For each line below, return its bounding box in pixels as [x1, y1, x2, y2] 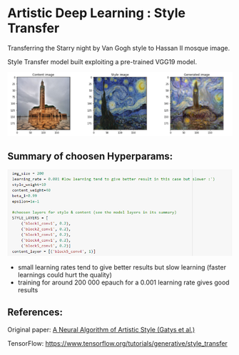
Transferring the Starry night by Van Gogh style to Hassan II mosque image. [7, 43, 230, 52]
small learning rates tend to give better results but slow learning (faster [17, 263, 227, 272]
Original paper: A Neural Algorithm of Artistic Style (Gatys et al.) [7, 325, 195, 334]
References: [7, 307, 63, 319]
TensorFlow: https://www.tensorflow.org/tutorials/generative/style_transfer [7, 339, 228, 347]
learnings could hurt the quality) [17, 271, 113, 279]
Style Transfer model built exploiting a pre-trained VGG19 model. [7, 57, 198, 66]
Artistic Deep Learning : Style [7, 5, 185, 21]
